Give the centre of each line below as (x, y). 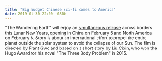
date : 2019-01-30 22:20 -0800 (36, 14)
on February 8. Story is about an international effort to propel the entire (76, 38)
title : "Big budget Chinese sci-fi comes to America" (61, 9)
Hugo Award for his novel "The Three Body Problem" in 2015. (66, 53)
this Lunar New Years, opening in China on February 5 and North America (79, 33)
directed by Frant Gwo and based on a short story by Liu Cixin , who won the (81, 48)
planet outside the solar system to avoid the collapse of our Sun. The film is (80, 43)
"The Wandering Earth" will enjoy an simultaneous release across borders (79, 27)
